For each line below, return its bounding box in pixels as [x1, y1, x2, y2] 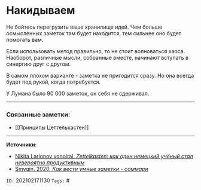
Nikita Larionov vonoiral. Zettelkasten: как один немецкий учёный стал [14, 153, 193, 160]
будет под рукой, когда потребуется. [6, 78, 100, 85]
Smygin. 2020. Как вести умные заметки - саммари [14, 166, 148, 173]
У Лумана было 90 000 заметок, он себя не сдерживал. [6, 90, 150, 97]
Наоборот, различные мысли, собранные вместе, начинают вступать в [6, 54, 189, 61]
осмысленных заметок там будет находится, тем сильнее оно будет [6, 29, 181, 36]
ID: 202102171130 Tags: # [6, 177, 70, 184]
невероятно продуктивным [14, 159, 85, 166]
